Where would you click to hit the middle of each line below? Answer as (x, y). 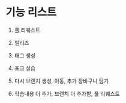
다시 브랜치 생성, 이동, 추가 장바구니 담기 (61, 81)
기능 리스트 (31, 12)
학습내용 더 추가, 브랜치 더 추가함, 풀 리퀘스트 (67, 93)
